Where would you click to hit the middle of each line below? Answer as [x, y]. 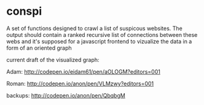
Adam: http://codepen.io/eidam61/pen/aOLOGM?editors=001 [84, 71]
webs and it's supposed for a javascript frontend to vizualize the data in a [99, 41]
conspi [24, 11]
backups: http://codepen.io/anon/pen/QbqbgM [66, 95]
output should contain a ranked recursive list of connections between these [102, 34]
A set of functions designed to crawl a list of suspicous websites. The [94, 28]
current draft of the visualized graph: [53, 60]
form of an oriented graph [39, 48]
